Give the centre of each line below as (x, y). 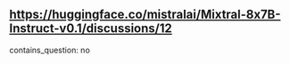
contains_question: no (50, 50)
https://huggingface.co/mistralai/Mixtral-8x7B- (145, 15)
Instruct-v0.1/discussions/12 (91, 29)
